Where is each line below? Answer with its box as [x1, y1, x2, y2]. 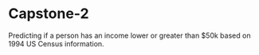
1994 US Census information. [8, 38, 105, 48]
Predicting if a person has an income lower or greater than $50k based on [8, 31, 251, 40]
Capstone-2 [8, 5, 89, 23]
